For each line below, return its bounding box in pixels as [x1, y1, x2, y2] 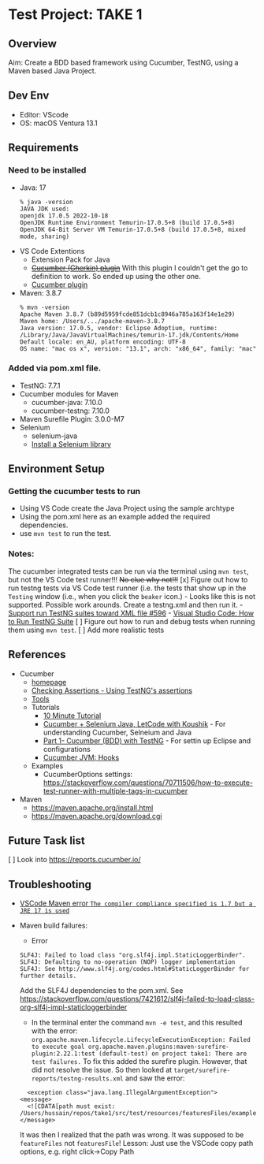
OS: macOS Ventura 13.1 [19, 118, 99, 128]
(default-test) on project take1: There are [98, 1050, 247, 1058]
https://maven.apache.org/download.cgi [31, 811, 162, 820]
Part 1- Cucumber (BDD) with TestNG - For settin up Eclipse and [43, 735, 251, 746]
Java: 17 [19, 183, 46, 192]
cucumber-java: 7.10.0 [31, 397, 102, 407]
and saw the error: [125, 1073, 185, 1083]
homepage [31, 677, 67, 686]
